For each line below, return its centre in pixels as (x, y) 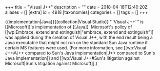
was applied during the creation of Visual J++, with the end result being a (79, 37)
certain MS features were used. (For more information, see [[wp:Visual (76, 48)
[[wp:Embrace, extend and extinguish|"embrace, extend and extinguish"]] (79, 32)
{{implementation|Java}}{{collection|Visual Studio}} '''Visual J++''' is (74, 22)
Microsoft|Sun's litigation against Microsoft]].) (51, 63)
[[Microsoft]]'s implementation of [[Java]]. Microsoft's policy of (69, 27)
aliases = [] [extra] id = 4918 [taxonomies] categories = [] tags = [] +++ (77, 12)
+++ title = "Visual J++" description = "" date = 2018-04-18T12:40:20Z (76, 7)
